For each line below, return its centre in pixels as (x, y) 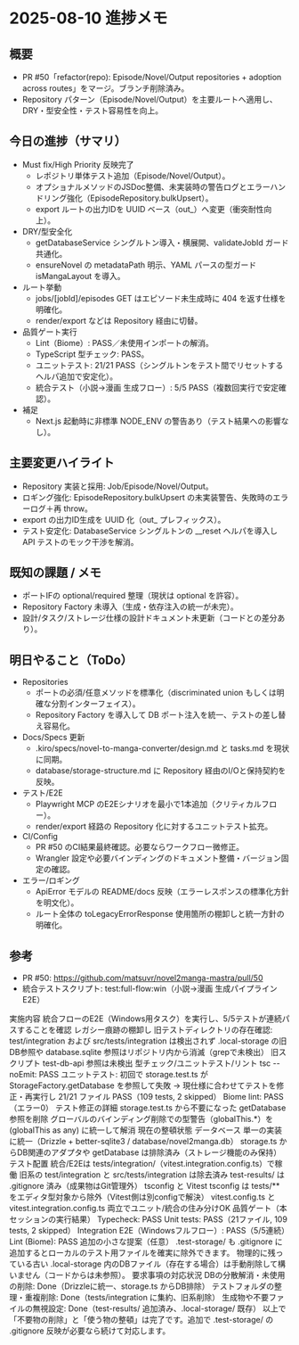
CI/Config (40, 837)
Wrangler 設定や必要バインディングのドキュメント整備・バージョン (158, 858)
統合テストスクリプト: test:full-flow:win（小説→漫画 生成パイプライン (149, 989)
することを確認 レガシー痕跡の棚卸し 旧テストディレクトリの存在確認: (145, 1030)
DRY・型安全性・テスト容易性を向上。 (93, 111)
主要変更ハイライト (62, 463)
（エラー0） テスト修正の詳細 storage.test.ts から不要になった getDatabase (148, 1108)
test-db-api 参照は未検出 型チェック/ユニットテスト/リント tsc (157, 1063)
